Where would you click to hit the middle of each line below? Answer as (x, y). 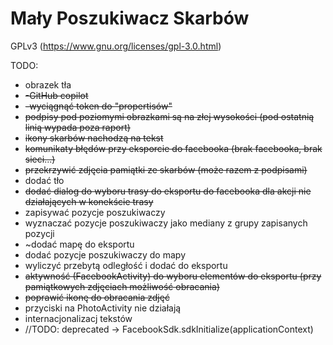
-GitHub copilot (56, 95)
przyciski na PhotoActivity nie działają (103, 308)
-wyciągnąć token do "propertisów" (98, 106)
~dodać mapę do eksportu (79, 244)
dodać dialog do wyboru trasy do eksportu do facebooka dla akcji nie (168, 191)
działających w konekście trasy (89, 201)
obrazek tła (48, 84)
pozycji (39, 233)
